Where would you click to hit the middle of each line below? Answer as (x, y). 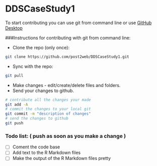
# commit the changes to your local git (48, 109)
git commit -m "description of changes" (48, 114)
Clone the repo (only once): (41, 47)
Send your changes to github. (43, 91)
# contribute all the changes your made (48, 100)
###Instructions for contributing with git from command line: (68, 38)
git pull (14, 75)
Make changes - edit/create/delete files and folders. (66, 85)
